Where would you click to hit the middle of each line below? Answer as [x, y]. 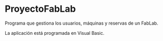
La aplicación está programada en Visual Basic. [55, 33]
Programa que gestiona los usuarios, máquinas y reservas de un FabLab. [81, 23]
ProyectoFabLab [40, 9]
